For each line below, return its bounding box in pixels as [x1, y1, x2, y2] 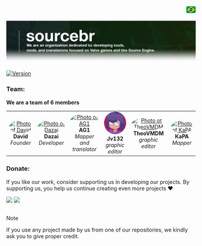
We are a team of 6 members [6, 98, 80, 106]
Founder [10, 139, 31, 147]
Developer [38, 139, 64, 147]
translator [72, 146, 97, 153]
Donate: [6, 165, 30, 173]
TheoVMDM [133, 130, 164, 137]
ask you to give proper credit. [6, 233, 79, 240]
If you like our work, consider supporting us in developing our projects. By [6, 178, 190, 185]
